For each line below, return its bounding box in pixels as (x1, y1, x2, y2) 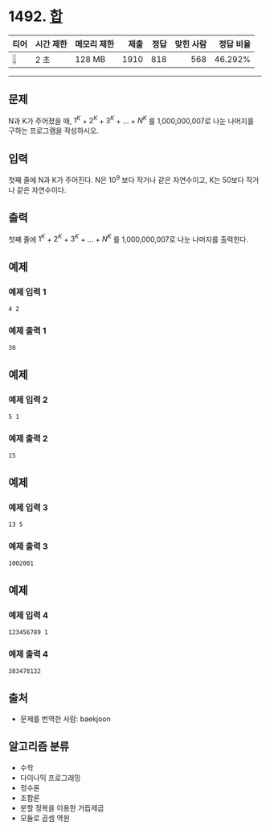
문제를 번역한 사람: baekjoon (19, 714, 111, 724)
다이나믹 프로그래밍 (19, 773, 81, 782)
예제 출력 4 (8, 648, 49, 659)
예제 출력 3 (8, 541, 48, 552)
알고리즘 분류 (8, 740, 70, 753)
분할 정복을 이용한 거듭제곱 (19, 803, 104, 812)
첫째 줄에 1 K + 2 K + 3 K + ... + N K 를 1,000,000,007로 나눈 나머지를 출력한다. (8, 233, 249, 244)
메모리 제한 (75, 38, 115, 49)
